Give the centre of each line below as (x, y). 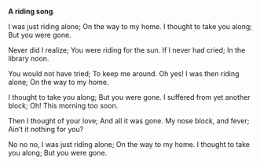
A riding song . (31, 11)
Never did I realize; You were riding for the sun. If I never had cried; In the (127, 50)
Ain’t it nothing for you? (46, 129)
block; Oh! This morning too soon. (63, 106)
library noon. (29, 59)
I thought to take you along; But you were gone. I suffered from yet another (129, 97)
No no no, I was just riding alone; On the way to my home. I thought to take (129, 144)
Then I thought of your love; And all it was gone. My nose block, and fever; (129, 121)
